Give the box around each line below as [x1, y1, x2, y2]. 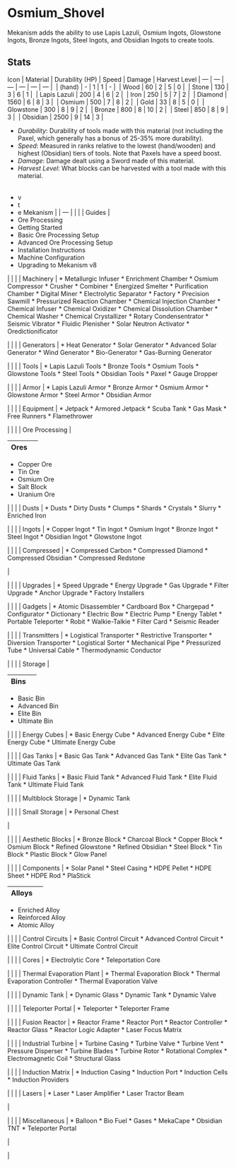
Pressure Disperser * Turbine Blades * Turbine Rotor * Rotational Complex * [7, 1046, 228, 1055]
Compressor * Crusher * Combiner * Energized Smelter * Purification [7, 281, 208, 291]
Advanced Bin [17, 701, 59, 710]
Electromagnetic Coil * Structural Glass [7, 1054, 122, 1062]
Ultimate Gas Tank [7, 758, 61, 768]
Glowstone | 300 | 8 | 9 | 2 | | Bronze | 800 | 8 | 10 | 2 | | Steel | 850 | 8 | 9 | [7, 105, 228, 114]
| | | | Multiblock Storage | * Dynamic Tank [7, 794, 131, 802]
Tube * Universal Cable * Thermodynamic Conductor [7, 645, 162, 655]
